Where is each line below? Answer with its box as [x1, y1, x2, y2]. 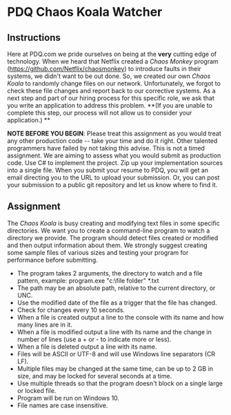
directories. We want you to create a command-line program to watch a [7, 226, 210, 235]
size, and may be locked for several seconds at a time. [17, 371, 172, 380]
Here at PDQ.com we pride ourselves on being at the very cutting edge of [7, 50, 217, 58]
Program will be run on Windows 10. [17, 394, 119, 402]
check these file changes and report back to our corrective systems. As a [7, 87, 216, 95]
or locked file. [17, 386, 57, 394]
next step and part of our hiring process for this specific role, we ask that [7, 94, 215, 102]
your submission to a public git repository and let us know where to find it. [7, 181, 218, 189]
